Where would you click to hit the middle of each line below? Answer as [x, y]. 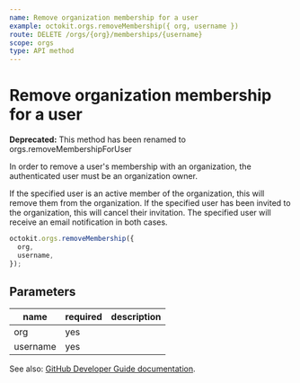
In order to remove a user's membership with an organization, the [130, 166]
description [136, 317]
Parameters [43, 292]
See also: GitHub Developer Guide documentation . [102, 369]
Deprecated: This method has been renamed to [98, 139]
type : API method [42, 51]
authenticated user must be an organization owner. [103, 176]
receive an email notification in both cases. [88, 222]
